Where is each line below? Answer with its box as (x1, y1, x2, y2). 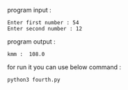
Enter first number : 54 (7, 19, 79, 26)
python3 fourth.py (7, 76, 61, 83)
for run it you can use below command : (7, 63, 122, 71)
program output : (7, 37, 56, 46)
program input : (7, 6, 51, 14)
